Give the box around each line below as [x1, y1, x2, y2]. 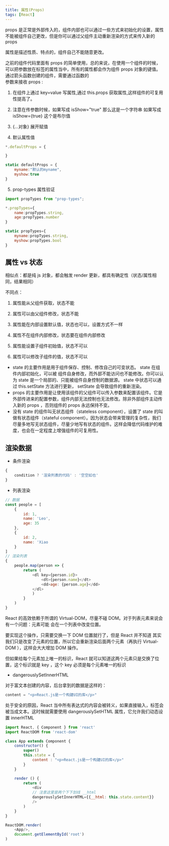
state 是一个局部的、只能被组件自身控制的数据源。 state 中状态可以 [18, 377, 157, 383]
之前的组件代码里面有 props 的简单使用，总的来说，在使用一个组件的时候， [5, 60, 161, 66]
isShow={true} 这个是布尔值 [12, 113, 70, 119]
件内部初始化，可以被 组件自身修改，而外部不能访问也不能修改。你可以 [12, 371, 159, 377]
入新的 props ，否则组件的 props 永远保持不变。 [12, 402, 112, 408]
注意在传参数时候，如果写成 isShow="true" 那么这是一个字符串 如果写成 [12, 107, 161, 113]
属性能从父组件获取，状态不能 [12, 300, 74, 306]
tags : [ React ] [5, 12, 35, 17]
